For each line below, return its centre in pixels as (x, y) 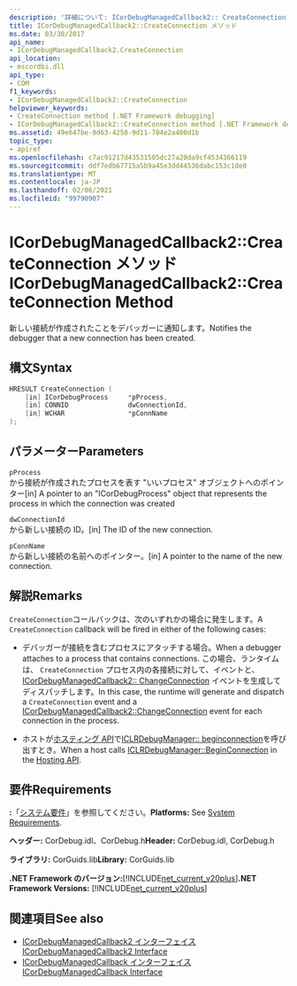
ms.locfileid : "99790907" (57, 199)
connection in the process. (71, 720)
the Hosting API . (52, 759)
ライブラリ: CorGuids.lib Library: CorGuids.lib (92, 859)
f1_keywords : (33, 91)
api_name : (27, 42)
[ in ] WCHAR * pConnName (96, 414)
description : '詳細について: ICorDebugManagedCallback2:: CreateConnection (148, 17)
